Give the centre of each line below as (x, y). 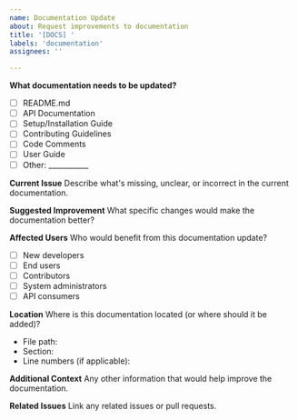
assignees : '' (36, 52)
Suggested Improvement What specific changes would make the (132, 210)
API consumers (51, 295)
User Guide (44, 155)
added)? (25, 324)
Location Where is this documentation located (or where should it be (139, 314)
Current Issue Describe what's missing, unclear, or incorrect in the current (149, 183)
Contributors (46, 275)
